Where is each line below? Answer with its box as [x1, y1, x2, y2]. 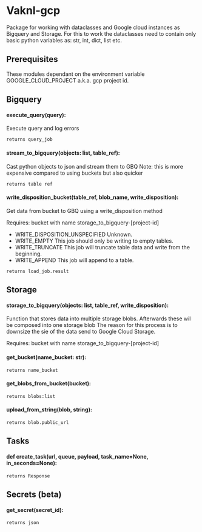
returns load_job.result [6, 268, 69, 274]
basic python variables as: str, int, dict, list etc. [6, 36, 123, 44]
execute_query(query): [6, 111, 66, 118]
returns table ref [6, 181, 53, 187]
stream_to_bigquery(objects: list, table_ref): [6, 149, 120, 157]
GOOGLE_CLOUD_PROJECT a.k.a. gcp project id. [6, 76, 129, 84]
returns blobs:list [6, 393, 56, 399]
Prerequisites [6, 54, 58, 64]
